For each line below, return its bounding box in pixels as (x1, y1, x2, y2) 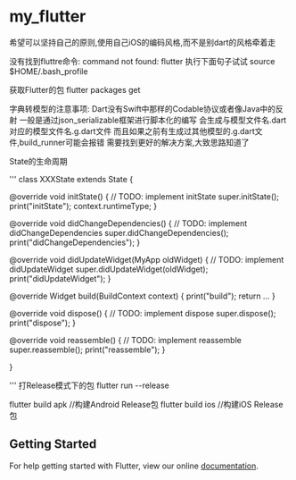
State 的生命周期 (9, 156, 69, 166)
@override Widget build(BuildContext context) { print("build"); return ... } (9, 291, 276, 301)
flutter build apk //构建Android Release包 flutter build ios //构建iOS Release (9, 399, 284, 409)
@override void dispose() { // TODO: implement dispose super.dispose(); (9, 307, 276, 318)
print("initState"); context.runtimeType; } (9, 200, 158, 211)
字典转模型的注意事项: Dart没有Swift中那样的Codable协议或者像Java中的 (9, 103, 276, 114)
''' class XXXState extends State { (9, 173, 134, 184)
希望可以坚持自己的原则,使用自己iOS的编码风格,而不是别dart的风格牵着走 (9, 37, 276, 47)
